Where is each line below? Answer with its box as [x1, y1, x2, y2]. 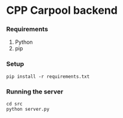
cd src [6, 101, 23, 107]
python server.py [6, 106, 50, 113]
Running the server [6, 87, 64, 96]
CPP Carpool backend [6, 4, 118, 17]
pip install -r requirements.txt [6, 73, 90, 80]
